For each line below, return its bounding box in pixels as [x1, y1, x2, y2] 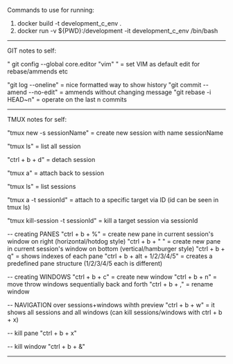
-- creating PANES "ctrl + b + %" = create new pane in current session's [7, 230, 214, 238]
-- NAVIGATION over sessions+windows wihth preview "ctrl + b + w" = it [7, 301, 215, 309]
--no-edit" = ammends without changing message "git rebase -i [28, 88, 212, 96]
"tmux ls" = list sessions [7, 183, 76, 190]
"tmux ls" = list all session [7, 142, 81, 150]
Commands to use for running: [7, 6, 95, 14]
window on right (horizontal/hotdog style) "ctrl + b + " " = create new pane [7, 237, 221, 245]
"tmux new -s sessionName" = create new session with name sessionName [7, 129, 224, 137]
